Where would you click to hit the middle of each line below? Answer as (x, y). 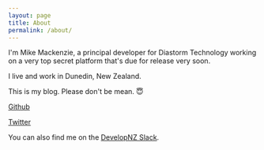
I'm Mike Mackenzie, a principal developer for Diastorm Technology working (132, 53)
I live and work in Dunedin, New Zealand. (75, 77)
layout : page (30, 15)
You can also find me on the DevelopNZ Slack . (84, 137)
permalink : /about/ (40, 30)
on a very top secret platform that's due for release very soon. (109, 61)
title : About (30, 23)
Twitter (20, 122)
